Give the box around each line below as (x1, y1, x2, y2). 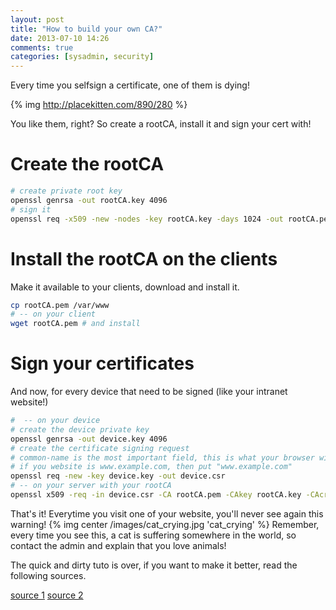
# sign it (10, 204, 52, 215)
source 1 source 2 (10, 589, 84, 601)
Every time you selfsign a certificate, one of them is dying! (10, 79, 250, 91)
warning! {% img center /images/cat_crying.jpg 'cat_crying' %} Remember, (10, 518, 320, 530)
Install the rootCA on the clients (10, 247, 278, 270)
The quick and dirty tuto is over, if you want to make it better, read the (10, 559, 298, 571)
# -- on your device (10, 416, 101, 426)
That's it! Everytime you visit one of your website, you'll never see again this (10, 507, 324, 520)
